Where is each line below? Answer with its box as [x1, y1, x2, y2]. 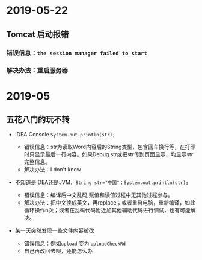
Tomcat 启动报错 [6, 29, 69, 39]
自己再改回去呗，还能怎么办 [23, 247, 93, 255]
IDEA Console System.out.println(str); [14, 131, 115, 138]
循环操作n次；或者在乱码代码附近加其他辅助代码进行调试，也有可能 [23, 206, 191, 214]
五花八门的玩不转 [6, 115, 70, 124]
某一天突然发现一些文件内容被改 [14, 227, 94, 234]
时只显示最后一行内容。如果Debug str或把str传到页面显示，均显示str [23, 151, 194, 158]
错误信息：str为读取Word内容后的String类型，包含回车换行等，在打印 [23, 143, 196, 151]
